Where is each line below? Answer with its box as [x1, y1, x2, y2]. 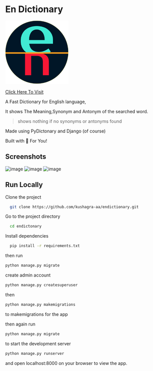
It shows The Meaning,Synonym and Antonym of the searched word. [5, 108, 148, 114]
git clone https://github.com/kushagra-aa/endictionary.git [10, 204, 139, 209]
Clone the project [5, 194, 41, 200]
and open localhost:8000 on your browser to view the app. [5, 360, 128, 366]
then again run [5, 321, 35, 327]
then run [5, 253, 23, 259]
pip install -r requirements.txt [10, 244, 80, 249]
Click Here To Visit [5, 88, 44, 95]
